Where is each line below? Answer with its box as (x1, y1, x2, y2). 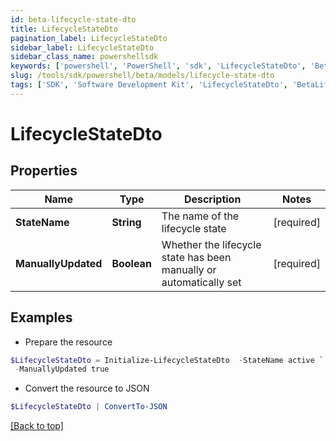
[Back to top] (10, 420, 64, 432)
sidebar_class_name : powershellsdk (10, 52, 159, 62)
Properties (10, 162, 78, 180)
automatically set (161, 275, 242, 289)
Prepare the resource (24, 336, 113, 348)
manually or (161, 262, 217, 276)
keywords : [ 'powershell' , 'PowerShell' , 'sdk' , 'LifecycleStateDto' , (10, 61, 307, 71)
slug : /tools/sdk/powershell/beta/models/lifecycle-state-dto (10, 71, 275, 81)
